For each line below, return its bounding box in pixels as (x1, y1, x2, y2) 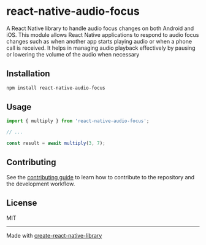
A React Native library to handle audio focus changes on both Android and (6, 25, 194, 32)
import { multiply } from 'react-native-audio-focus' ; (6, 118, 150, 124)
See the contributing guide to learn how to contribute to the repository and (6, 173, 195, 181)
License (6, 198, 37, 208)
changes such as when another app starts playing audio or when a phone (6, 37, 192, 45)
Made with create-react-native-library (6, 231, 102, 239)
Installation (6, 69, 50, 79)
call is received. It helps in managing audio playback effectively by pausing (6, 44, 196, 52)
